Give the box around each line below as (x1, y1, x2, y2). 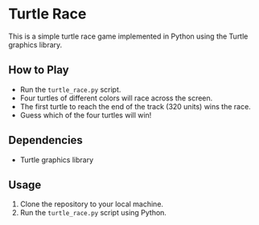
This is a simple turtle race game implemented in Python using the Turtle (8, 31, 249, 41)
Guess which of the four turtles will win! (19, 110, 152, 120)
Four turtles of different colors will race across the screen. (19, 93, 213, 103)
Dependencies (8, 133, 83, 147)
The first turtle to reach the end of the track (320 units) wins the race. (19, 101, 251, 111)
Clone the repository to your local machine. (19, 199, 163, 209)
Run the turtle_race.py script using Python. (19, 208, 167, 218)
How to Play (8, 63, 70, 77)
